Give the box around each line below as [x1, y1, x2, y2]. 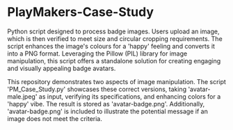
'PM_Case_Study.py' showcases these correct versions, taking [7, 85, 186, 93]
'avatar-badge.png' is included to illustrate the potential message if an [7, 107, 209, 115]
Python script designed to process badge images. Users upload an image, [7, 27, 220, 35]
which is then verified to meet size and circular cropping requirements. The [7, 34, 223, 42]
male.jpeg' [7, 92, 38, 101]
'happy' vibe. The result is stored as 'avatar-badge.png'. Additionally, [7, 99, 205, 108]
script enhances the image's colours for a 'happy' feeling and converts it [7, 42, 216, 50]
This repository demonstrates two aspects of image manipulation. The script [7, 77, 226, 86]
